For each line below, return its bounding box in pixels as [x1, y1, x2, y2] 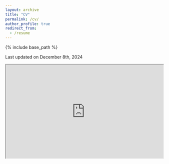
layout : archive [5, 7, 39, 12]
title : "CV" [5, 12, 30, 17]
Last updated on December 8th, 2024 [5, 54, 83, 60]
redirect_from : [5, 26, 37, 31]
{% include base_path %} [5, 44, 58, 50]
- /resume [9, 30, 30, 35]
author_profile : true [5, 21, 50, 26]
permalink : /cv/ [5, 16, 39, 21]
